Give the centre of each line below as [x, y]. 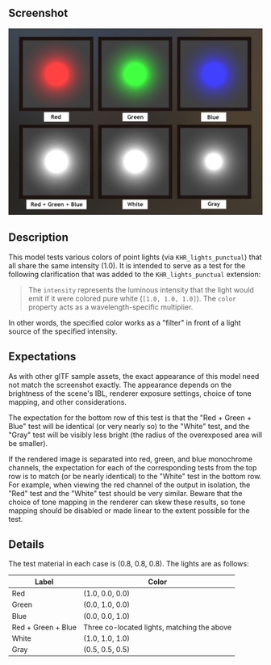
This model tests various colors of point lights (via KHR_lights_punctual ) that [135, 257]
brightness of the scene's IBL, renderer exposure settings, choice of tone [130, 393]
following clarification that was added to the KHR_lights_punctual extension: [135, 274]
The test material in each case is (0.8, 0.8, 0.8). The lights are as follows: [129, 564]
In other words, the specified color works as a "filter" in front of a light [125, 322]
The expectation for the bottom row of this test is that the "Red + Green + [130, 417]
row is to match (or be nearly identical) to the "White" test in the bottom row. [135, 476]
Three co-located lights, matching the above [158, 627]
